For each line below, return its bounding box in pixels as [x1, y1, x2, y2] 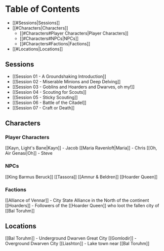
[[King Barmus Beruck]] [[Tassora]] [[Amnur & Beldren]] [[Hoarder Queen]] [5, 174, 158, 179]
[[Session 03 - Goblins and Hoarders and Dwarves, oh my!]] [12, 84, 135, 90]
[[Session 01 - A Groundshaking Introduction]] [12, 73, 106, 79]
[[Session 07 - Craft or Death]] [12, 105, 75, 110]
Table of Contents [5, 3, 80, 15]
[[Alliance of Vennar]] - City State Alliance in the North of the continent [5, 197, 149, 203]
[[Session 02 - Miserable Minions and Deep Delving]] [12, 78, 121, 84]
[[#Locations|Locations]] [12, 46, 63, 52]
